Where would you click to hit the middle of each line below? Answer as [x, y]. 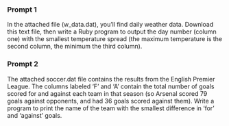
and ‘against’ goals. [35, 115]
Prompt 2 [23, 64]
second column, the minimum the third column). [75, 47]
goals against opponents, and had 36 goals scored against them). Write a [111, 101]
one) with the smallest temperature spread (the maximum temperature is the [115, 39]
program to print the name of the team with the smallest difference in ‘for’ [111, 108]
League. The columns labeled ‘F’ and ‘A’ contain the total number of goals [111, 86]
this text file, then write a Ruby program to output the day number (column [112, 32]
